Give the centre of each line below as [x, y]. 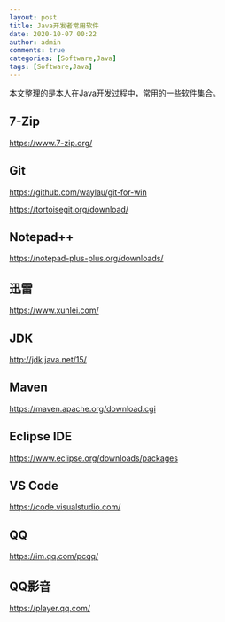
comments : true [37, 51]
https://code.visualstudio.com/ [65, 507]
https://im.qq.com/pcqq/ [54, 556]
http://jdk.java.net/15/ [48, 359]
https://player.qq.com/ [50, 608]
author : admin [35, 42]
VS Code [34, 485]
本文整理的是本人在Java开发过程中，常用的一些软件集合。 [115, 93]
